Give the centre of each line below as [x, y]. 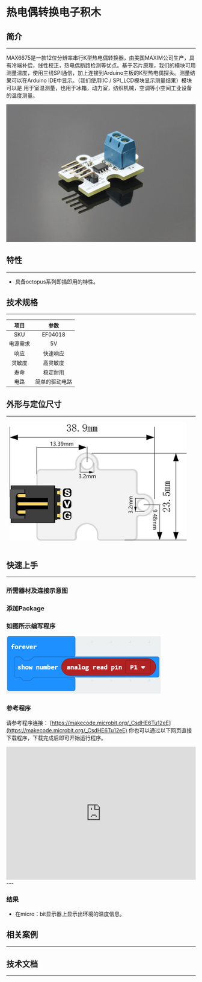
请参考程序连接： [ [29, 723]
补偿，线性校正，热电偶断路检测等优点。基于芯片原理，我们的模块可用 [109, 65]
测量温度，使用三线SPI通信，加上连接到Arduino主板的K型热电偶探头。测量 [98, 73]
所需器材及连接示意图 [37, 591]
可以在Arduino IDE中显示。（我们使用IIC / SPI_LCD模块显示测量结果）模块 [102, 80]
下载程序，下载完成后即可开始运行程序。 [56, 738]
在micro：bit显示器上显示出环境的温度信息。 [70, 914]
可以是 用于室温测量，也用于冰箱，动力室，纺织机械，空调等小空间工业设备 [99, 88]
